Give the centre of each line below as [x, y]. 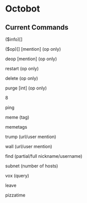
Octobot [23, 9]
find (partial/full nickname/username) [44, 156]
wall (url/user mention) [29, 146]
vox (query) [17, 176]
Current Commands [37, 27]
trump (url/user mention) [31, 137]
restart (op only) [22, 69]
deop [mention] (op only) [31, 59]
